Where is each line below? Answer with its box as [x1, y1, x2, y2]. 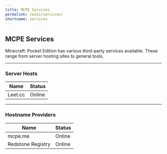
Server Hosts [5, 70, 38, 77]
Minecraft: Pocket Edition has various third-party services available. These [5, 48, 158, 54]
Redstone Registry [7, 141, 51, 148]
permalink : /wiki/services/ [5, 12, 64, 17]
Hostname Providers [5, 111, 56, 118]
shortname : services [5, 16, 48, 21]
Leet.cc [7, 91, 25, 98]
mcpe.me [7, 132, 30, 139]
